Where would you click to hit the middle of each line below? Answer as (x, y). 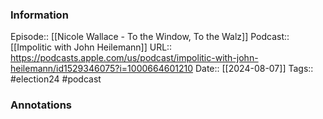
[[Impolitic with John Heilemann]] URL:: (91, 47)
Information (39, 15)
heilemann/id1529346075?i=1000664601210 (101, 69)
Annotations (41, 105)
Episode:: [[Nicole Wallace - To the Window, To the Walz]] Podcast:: (150, 37)
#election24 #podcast (56, 79)
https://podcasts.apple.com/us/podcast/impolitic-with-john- (134, 58)
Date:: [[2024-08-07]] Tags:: (254, 69)
